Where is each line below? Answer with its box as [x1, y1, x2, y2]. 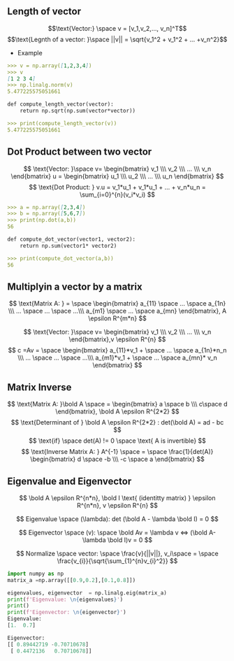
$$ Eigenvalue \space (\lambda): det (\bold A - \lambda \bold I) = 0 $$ [16, 514, 219, 523]
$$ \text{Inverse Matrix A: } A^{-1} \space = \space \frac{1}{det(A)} [21, 448, 214, 456]
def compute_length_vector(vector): [7, 101, 114, 108]
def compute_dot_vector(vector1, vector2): [7, 236, 136, 243]
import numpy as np [7, 570, 64, 577]
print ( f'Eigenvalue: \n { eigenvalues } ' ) [7, 596, 124, 603]
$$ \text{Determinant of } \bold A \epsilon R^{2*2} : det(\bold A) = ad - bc [10, 418, 224, 427]
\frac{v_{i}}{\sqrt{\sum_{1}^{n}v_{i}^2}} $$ [57, 556, 178, 565]
